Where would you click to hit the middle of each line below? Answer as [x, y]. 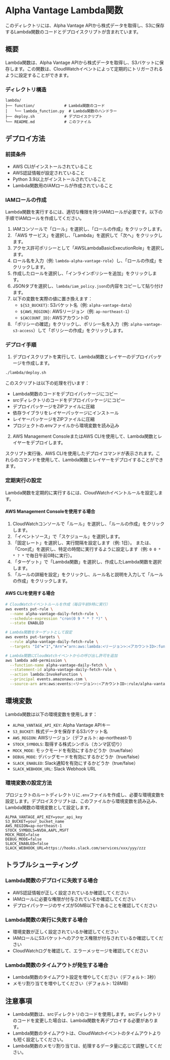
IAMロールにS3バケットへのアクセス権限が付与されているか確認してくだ [88, 938]
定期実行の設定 [24, 481]
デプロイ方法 [25, 139]
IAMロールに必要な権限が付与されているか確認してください [74, 899]
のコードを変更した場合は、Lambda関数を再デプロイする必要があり [83, 1020]
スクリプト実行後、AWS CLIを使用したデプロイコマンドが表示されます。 [81, 453]
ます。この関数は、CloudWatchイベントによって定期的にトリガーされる [89, 68]
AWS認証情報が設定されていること [49, 172]
